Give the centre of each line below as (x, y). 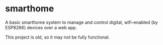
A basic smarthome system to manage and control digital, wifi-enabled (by (81, 22)
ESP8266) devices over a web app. (41, 27)
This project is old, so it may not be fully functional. (58, 37)
